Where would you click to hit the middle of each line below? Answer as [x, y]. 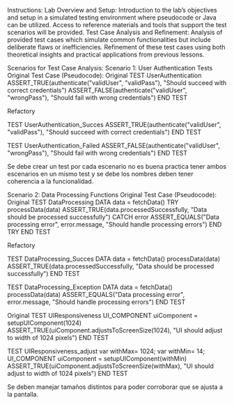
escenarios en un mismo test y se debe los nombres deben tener [100, 174]
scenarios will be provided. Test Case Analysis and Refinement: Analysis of [115, 32]
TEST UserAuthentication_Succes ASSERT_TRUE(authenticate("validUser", [114, 124]
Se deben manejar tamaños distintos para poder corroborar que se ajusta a [115, 387]
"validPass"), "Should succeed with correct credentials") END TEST [104, 132]
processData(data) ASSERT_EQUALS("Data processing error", [96, 295]
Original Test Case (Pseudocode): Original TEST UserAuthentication [104, 75]
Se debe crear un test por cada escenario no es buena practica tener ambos [117, 166]
